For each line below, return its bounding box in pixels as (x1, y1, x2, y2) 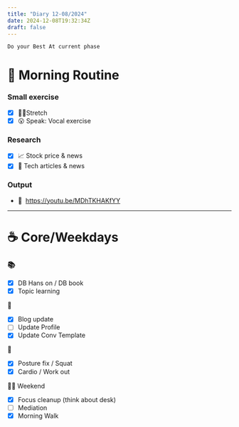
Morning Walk (17, 411, 59, 420)
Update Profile (17, 323, 60, 331)
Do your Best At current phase (7, 43, 100, 51)
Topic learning (17, 287, 60, 296)
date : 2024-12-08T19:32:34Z (7, 17, 91, 24)
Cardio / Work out (17, 367, 70, 376)
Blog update (17, 315, 54, 324)
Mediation (17, 403, 48, 412)
